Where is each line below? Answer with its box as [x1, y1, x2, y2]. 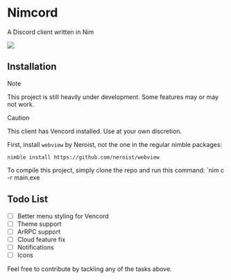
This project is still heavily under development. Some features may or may [7, 92, 219, 101]
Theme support [17, 220, 62, 228]
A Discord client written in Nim [7, 28, 94, 36]
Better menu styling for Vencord [17, 211, 109, 220]
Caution [7, 113, 30, 122]
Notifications [17, 243, 54, 251]
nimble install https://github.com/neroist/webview [7, 154, 160, 161]
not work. [7, 100, 35, 108]
